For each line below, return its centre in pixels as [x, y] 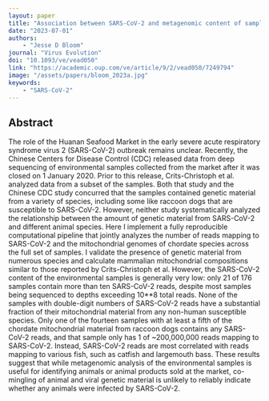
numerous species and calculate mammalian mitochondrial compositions [128, 261]
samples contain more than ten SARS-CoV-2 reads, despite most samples [130, 287]
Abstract [31, 122]
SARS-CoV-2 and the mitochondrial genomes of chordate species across [129, 244]
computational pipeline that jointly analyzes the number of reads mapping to [134, 235]
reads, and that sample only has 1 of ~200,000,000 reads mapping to [145, 338]
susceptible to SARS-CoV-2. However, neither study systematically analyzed [134, 210]
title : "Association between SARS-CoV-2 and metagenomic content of [125, 23]
